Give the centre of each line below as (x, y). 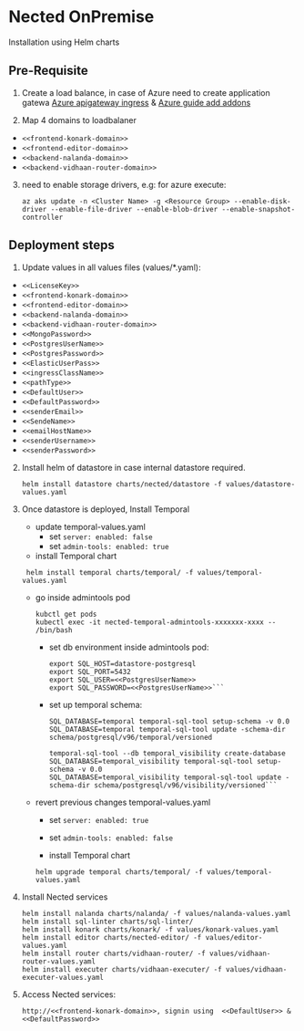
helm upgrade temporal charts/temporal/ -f (119, 872)
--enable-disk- (263, 201)
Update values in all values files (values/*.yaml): (111, 267)
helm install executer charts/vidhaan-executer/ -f (122, 969)
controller (42, 217)
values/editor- (234, 937)
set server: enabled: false (101, 536)
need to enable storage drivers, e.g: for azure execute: (124, 184)
